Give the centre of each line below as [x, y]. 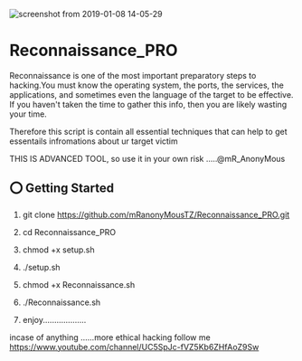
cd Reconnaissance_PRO [69, 232]
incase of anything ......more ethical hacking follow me [110, 337]
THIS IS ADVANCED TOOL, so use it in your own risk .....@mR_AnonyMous [147, 158]
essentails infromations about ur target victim [94, 141]
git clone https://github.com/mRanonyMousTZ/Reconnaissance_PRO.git [156, 214]
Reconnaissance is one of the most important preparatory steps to [133, 75]
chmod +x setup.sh [58, 250]
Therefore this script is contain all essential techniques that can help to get [148, 131]
